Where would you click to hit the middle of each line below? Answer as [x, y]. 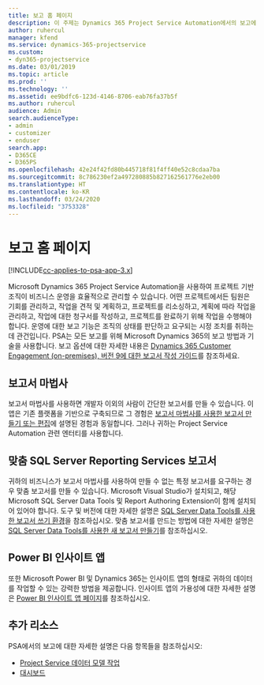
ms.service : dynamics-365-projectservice [77, 45]
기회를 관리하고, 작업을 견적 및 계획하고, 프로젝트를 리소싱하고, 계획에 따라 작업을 [132, 307]
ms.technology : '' [38, 89]
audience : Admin [35, 111]
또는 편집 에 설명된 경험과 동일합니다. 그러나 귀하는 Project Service [125, 423]
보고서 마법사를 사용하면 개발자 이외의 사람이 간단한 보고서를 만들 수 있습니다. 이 [131, 404]
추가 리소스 [33, 625]
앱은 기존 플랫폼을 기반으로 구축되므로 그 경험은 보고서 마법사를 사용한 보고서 [126, 414]
